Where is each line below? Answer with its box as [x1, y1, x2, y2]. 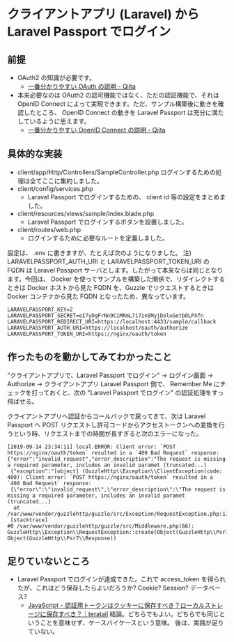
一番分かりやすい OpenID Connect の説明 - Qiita [27, 126, 166, 134]
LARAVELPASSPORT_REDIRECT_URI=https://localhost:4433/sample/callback [7, 318, 217, 325]
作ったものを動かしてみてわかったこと [7, 351, 172, 363]
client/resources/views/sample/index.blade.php [17, 209, 155, 217]
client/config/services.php [17, 184, 93, 192]
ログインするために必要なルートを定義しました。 [27, 234, 169, 242]
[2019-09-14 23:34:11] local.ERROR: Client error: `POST [7, 443, 176, 450]
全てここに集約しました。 [29, 176, 103, 185]
